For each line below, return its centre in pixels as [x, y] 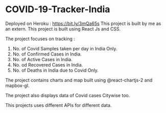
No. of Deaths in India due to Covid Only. [55, 70]
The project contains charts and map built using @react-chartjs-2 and [79, 80]
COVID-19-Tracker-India [58, 9]
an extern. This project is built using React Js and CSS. [63, 29]
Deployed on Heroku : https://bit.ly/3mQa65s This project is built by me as [83, 23]
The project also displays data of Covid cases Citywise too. [68, 95]
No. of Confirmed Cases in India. [47, 54]
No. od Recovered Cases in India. [48, 65]
